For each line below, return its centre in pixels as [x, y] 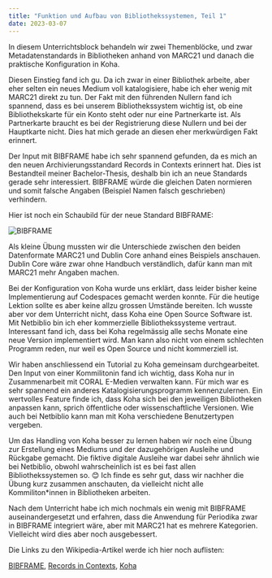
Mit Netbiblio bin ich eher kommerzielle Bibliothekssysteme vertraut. [123, 323]
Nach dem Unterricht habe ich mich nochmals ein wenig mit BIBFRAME [127, 508]
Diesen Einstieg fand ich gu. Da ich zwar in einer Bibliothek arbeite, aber [129, 80]
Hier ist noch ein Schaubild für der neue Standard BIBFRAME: [111, 215]
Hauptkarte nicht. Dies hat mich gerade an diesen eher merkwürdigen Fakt [133, 132]
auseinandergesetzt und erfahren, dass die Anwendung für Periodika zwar [133, 516]
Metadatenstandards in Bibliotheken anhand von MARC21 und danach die [131, 55]
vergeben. [26, 424]
